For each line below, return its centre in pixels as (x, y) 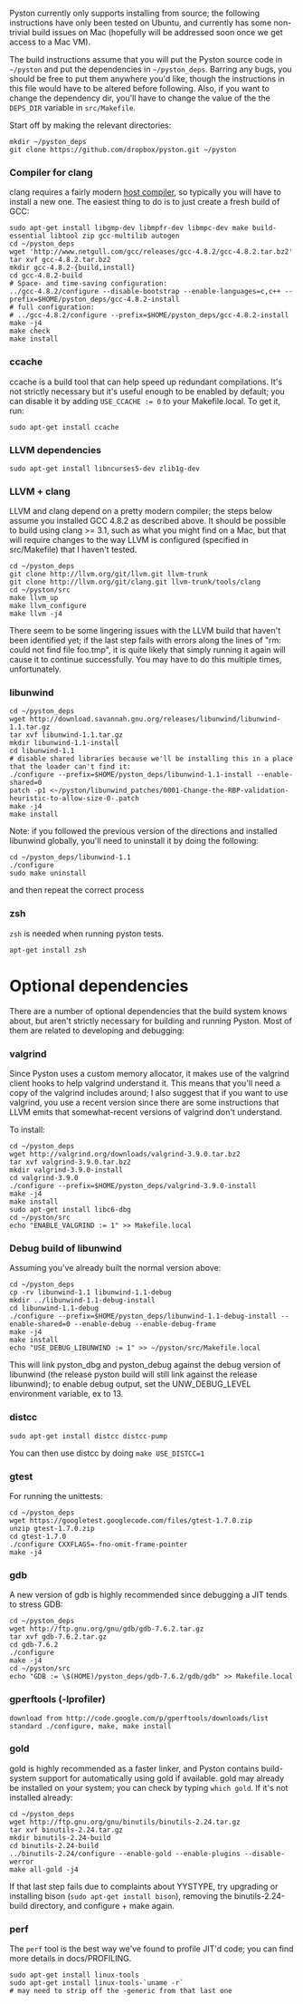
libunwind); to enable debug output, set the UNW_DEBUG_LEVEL (130, 1384)
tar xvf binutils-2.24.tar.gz (66, 1830)
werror (22, 1862)
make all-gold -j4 (44, 1869)
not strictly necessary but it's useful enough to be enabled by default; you (147, 391)
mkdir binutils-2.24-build (60, 1838)
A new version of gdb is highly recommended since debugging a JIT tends (148, 1595)
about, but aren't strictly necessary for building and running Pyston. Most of (151, 1021)
